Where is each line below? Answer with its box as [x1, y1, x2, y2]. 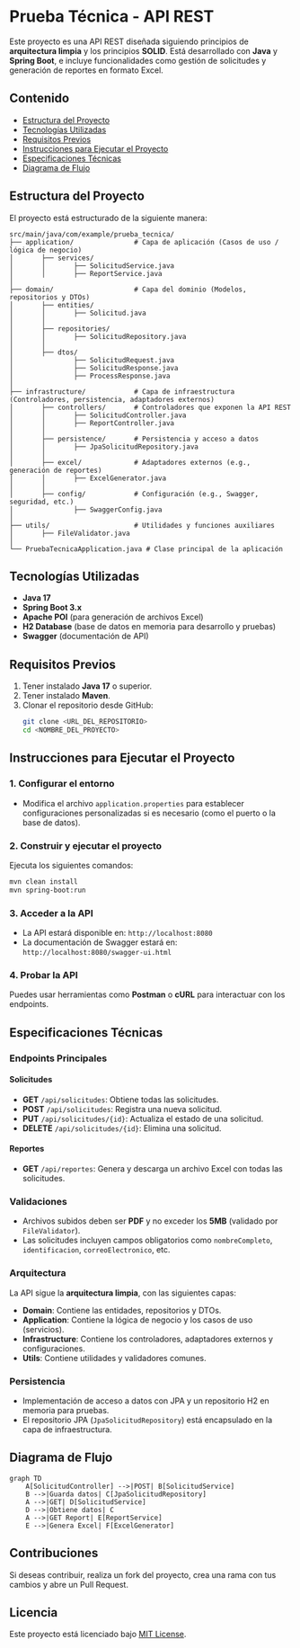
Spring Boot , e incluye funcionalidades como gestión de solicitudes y [9, 55, 267, 66]
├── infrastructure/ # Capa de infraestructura [9, 387, 235, 396]
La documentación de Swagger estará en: [22, 937, 178, 948]
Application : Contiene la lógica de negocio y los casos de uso [22, 1314, 253, 1325]
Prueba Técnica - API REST [9, 6, 215, 27]
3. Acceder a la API [9, 906, 94, 919]
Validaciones [9, 1195, 67, 1207]
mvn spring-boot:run [9, 886, 87, 895]
